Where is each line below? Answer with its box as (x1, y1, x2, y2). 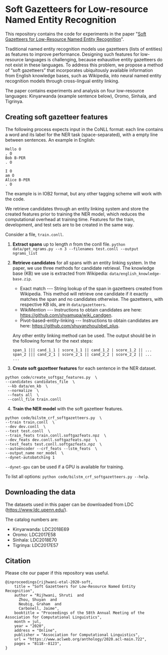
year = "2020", (14, 624, 46, 629)
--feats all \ (7, 392, 39, 397)
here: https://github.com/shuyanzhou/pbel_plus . (20, 322, 120, 329)
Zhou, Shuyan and (18, 597, 57, 602)
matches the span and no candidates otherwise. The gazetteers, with (20, 296, 163, 302)
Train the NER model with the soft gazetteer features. (12, 405, 124, 411)
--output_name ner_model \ (5, 451, 64, 456)
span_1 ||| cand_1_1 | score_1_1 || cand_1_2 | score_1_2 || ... (12, 348, 152, 353)
